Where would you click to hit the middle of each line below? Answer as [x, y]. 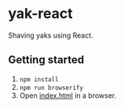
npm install [39, 79]
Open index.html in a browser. [68, 95]
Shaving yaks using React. [51, 35]
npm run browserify [51, 88]
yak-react [40, 14]
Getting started [46, 60]
